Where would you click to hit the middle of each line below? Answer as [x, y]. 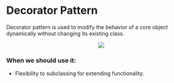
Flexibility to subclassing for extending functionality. [79, 73]
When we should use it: [41, 60]
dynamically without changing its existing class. [65, 33]
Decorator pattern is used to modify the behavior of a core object [87, 27]
